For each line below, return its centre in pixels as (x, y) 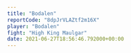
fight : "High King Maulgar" (47, 33)
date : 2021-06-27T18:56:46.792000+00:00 (66, 39)
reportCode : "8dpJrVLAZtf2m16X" (53, 20)
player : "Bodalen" (33, 26)
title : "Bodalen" (32, 13)
